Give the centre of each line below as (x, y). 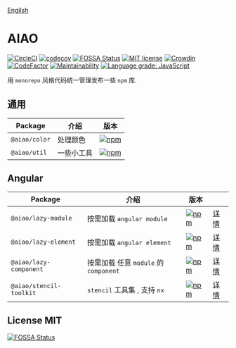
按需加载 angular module (127, 218)
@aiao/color (31, 139)
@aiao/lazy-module (41, 218)
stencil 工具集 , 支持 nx (126, 290)
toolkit (24, 293)
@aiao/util (29, 152)
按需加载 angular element (129, 242)
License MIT (35, 320)
